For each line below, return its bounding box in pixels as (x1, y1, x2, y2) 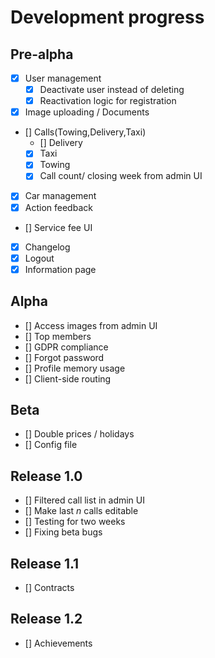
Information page (24, 263, 97, 275)
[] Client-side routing (24, 372, 112, 385)
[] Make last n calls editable (24, 505, 139, 517)
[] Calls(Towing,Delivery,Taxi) (24, 126, 147, 138)
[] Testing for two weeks (24, 516, 126, 528)
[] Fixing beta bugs (24, 526, 103, 538)
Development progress (10, 6, 205, 29)
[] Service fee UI (24, 221, 93, 233)
